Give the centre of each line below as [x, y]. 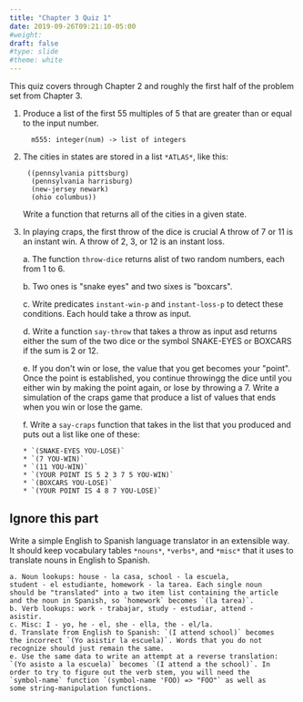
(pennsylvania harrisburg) [82, 181]
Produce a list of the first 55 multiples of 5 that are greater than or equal [157, 113]
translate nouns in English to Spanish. [80, 560]
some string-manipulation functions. [81, 688]
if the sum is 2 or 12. [61, 351]
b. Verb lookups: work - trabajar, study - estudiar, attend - [132, 608]
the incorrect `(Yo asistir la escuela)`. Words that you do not [136, 640]
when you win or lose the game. [82, 407]
